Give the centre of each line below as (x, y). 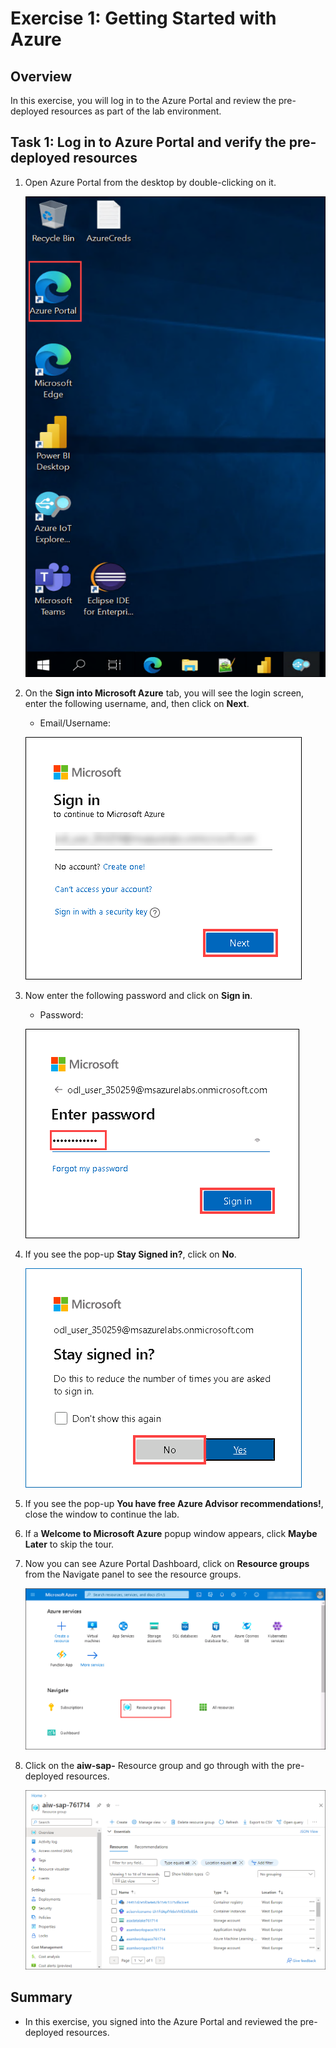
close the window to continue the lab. (102, 1514)
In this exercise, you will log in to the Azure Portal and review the (143, 100)
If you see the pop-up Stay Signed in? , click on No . (130, 1254)
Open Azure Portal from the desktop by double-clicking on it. (150, 182)
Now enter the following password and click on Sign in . (138, 995)
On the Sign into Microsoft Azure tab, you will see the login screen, (164, 693)
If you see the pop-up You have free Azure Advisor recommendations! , (174, 1503)
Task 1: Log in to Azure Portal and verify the (148, 142)
